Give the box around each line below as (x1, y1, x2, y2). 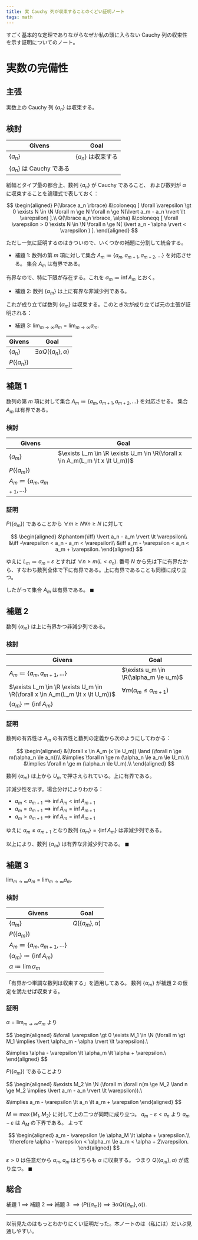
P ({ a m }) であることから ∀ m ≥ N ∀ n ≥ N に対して (6, 520, 124, 528)
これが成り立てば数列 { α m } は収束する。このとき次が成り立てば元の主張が (6, 301, 186, 309)
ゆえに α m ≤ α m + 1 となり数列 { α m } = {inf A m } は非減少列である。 (6, 826, 165, 835)
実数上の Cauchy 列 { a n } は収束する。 (6, 104, 98, 112)
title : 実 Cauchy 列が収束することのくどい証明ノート (6, 8, 125, 15)
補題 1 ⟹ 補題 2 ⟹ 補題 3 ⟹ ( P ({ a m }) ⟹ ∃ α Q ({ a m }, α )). (6, 1201, 147, 1209)
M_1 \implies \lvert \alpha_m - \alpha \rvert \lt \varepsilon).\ (6, 1038, 148, 1045)
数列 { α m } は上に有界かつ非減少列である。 (6, 623, 109, 631)
